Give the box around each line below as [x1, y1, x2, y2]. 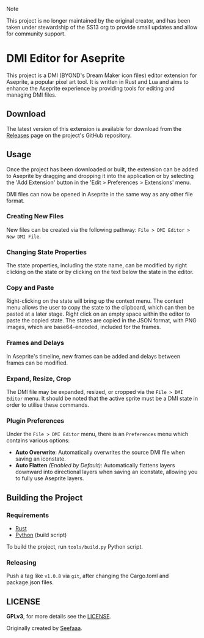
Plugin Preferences [6, 416, 65, 425]
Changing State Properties [6, 248, 87, 256]
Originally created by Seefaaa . [6, 625, 82, 632]
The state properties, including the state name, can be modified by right [6, 262, 188, 269]
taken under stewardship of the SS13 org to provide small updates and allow [6, 24, 198, 31]
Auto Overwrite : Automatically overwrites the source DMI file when [15, 449, 185, 456]
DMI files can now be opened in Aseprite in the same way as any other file [6, 190, 194, 198]
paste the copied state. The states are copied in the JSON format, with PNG [6, 317, 197, 324]
